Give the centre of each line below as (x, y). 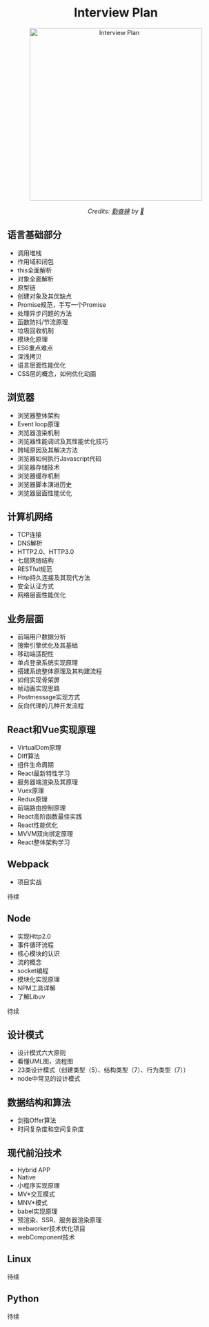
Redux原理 (32, 799)
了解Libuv (31, 996)
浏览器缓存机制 (38, 476)
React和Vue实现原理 (51, 729)
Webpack (28, 865)
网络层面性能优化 (41, 595)
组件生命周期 (35, 765)
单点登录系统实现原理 (47, 663)
